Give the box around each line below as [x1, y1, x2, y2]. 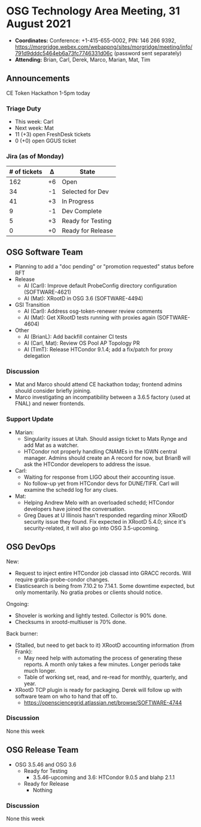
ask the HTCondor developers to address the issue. [23, 461, 151, 468]
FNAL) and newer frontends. [14, 400, 86, 407]
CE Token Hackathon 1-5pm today [6, 89, 91, 97]
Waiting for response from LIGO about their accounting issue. [23, 473, 175, 480]
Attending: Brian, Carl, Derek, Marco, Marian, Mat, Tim [14, 56, 151, 63]
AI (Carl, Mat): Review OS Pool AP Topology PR [23, 339, 140, 347]
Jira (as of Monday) [6, 152, 64, 160]
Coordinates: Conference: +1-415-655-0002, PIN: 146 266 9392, [14, 37, 176, 44]
